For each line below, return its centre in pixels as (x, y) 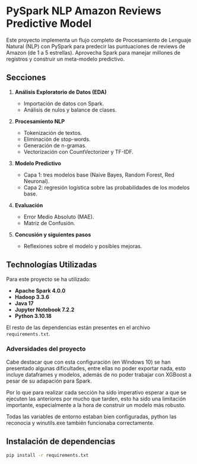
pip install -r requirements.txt (47, 455)
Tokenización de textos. (53, 132)
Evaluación (29, 205)
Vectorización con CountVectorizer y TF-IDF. (79, 151)
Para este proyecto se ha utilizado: (48, 279)
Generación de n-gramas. (55, 145)
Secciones (26, 78)
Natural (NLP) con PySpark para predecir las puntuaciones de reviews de (96, 46)
